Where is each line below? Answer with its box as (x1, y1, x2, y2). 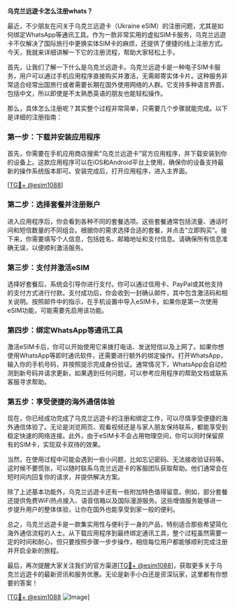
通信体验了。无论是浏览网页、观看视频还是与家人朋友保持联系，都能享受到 (13, 423, 228, 431)
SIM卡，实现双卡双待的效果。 (19, 440, 105, 449)
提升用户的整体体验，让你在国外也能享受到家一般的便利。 (13, 505, 179, 514)
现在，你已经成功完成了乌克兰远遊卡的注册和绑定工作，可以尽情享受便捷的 (7, 414, 222, 423)
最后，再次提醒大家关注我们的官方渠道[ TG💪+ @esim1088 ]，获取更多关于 (7, 561, 217, 570)
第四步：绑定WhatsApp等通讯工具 (7, 325, 124, 335)
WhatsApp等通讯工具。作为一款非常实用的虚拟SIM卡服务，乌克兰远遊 (25, 31, 226, 39)
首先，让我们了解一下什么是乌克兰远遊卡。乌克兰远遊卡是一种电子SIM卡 (7, 63, 215, 71)
